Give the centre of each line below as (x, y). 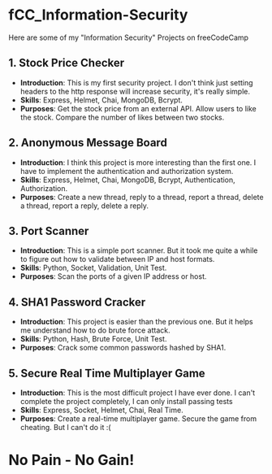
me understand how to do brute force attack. (95, 330)
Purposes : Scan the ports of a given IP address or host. (113, 276)
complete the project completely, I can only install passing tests (126, 401)
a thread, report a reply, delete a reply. (84, 206)
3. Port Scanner (49, 230)
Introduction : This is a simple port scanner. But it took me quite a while (139, 250)
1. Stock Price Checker (67, 63)
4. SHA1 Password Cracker (77, 302)
